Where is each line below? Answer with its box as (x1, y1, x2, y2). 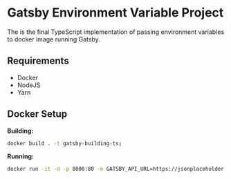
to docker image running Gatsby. (7, 35, 100, 43)
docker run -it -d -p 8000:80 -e (7, 166, 104, 173)
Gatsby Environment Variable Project (7, 5, 224, 21)
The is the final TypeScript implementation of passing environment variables (7, 28, 225, 36)
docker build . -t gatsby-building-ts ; (7, 140, 122, 147)
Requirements (7, 55, 69, 67)
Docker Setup (7, 109, 68, 120)
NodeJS (17, 81, 41, 89)
